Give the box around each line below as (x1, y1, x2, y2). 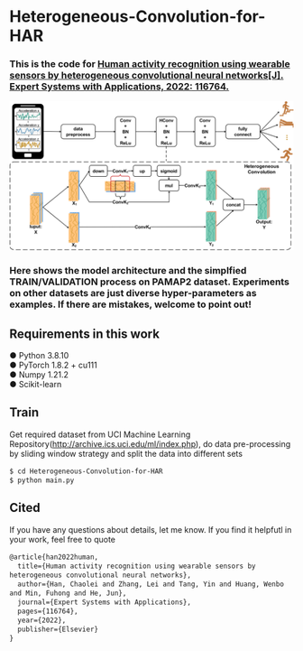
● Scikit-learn (9, 379, 62, 390)
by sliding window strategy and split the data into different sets (9, 448, 243, 459)
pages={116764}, (17, 607, 78, 616)
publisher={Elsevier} (17, 625, 99, 634)
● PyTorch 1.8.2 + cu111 (9, 359, 97, 371)
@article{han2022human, (9, 553, 99, 562)
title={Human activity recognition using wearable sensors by (17, 562, 256, 571)
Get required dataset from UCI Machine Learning (9, 429, 191, 440)
